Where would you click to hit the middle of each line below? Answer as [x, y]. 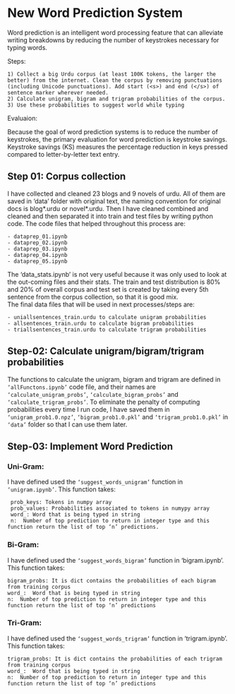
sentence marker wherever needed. [58, 92]
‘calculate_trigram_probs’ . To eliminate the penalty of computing [104, 402]
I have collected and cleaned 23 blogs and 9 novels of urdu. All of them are [116, 193]
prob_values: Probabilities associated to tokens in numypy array [110, 509]
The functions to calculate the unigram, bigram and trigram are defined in [114, 379]
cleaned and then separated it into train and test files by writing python [110, 216]
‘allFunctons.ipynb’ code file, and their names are [82, 387]
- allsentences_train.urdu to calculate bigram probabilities [101, 323]
